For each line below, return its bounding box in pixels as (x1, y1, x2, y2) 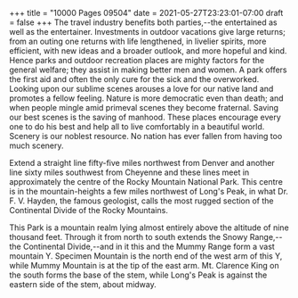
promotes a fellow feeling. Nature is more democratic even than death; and (9, 93, 284, 103)
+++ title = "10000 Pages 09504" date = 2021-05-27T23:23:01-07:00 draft (9, 8, 284, 18)
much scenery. (9, 140, 64, 151)
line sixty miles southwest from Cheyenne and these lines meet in (9, 167, 250, 178)
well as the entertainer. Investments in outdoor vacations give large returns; (9, 27, 286, 37)
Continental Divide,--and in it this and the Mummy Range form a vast (22, 241, 276, 252)
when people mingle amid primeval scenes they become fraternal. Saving (9, 103, 278, 112)
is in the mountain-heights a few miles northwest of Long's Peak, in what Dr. (9, 186, 289, 196)
